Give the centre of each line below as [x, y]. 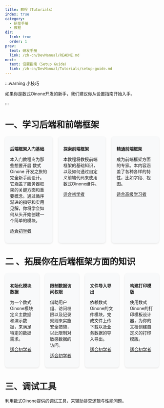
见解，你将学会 [25, 208]
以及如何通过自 [78, 171]
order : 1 [18, 42]
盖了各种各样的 [132, 171]
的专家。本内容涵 [134, 166]
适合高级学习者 [132, 194]
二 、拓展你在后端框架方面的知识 [70, 262]
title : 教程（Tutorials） [30, 10]
